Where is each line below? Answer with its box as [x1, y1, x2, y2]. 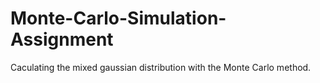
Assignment [10, 28, 114, 51]
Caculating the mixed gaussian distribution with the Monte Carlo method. [10, 61, 312, 73]
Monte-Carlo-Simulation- [10, 7, 227, 30]
